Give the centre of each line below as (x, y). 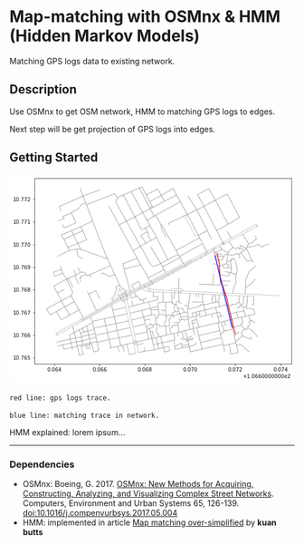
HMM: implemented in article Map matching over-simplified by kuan (149, 522)
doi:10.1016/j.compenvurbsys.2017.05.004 (100, 513)
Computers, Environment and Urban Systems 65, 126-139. (131, 503)
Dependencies (42, 464)
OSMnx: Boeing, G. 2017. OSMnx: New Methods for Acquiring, (138, 484)
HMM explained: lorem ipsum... (67, 433)
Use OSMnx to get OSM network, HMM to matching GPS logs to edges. (142, 112)
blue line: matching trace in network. (85, 416)
